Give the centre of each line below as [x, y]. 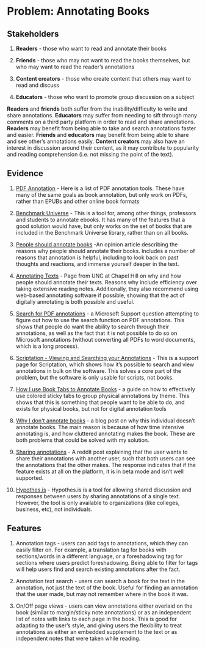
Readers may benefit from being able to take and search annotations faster [102, 128]
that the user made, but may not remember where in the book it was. [102, 594]
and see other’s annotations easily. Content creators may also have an [96, 141]
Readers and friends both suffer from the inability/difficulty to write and [97, 109]
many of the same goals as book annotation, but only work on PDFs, [102, 194]
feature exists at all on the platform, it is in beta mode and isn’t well [99, 471]
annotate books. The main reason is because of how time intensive [100, 427]
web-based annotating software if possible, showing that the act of [100, 295]
